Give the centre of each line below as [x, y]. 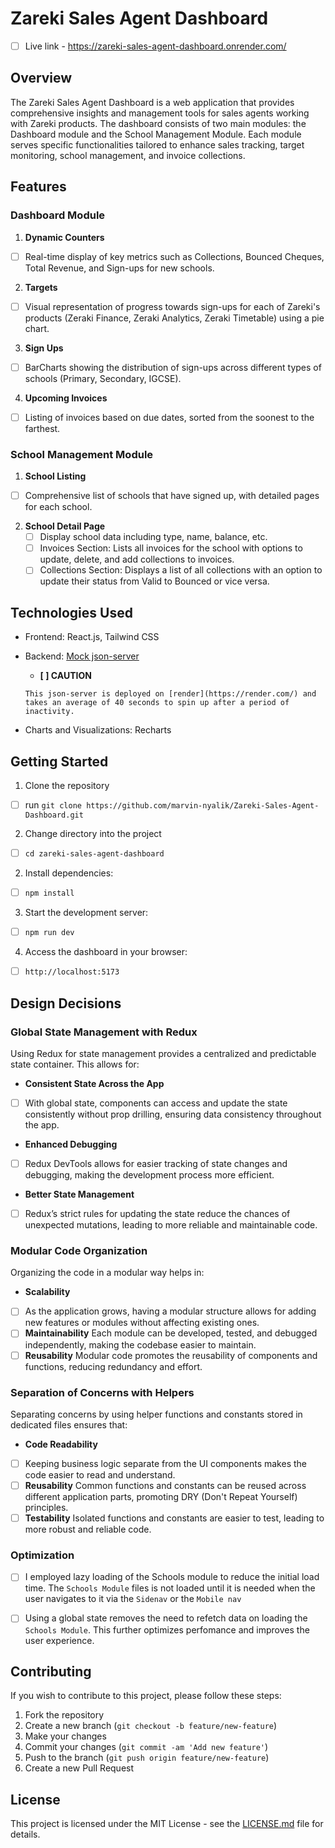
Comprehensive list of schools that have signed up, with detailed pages [172, 496]
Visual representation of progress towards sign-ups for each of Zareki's [172, 306]
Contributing [51, 1671]
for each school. [58, 507]
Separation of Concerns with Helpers [102, 1392]
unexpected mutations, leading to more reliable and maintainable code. [171, 1225]
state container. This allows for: [75, 1064]
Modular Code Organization [79, 1251]
